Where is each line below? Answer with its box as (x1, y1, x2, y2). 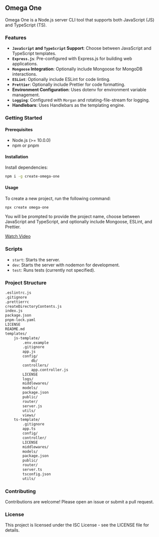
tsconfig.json (22, 472, 51, 477)
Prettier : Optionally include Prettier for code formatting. (12, 81, 125, 87)
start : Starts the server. (12, 257, 60, 262)
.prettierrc (5, 299, 29, 304)
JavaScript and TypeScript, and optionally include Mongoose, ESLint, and (5, 219, 152, 225)
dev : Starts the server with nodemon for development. (12, 262, 120, 268)
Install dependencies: (5, 164, 48, 170)
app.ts (22, 426, 36, 431)
